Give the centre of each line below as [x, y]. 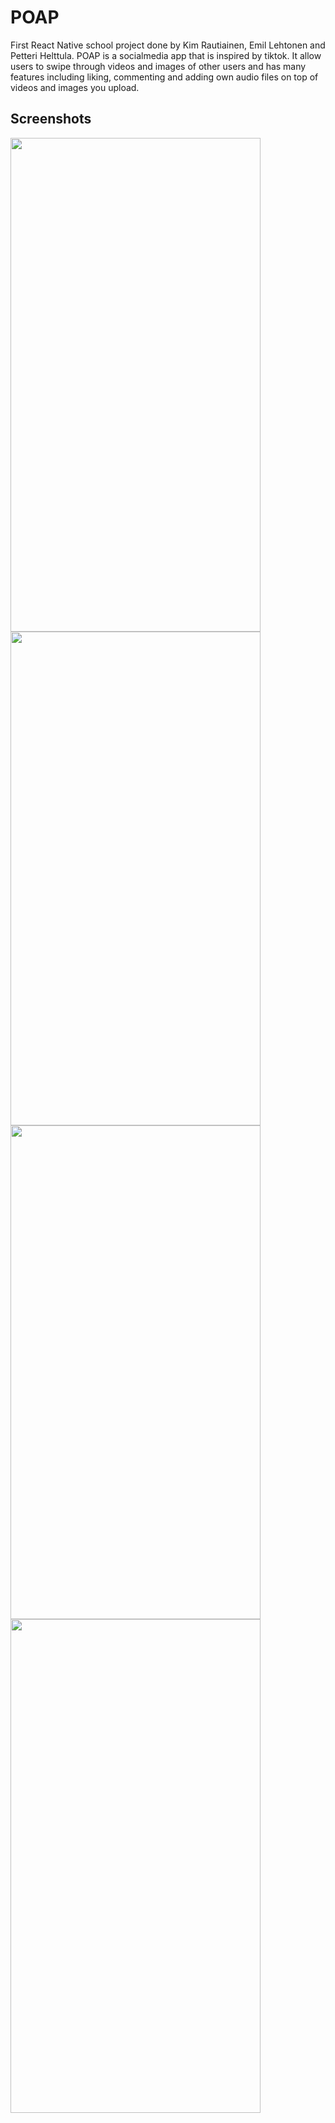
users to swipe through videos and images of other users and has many [158, 66]
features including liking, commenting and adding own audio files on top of [164, 77]
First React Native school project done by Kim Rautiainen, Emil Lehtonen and [168, 45]
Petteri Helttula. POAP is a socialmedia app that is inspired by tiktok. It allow [166, 55]
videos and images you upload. [75, 87]
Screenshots [51, 119]
